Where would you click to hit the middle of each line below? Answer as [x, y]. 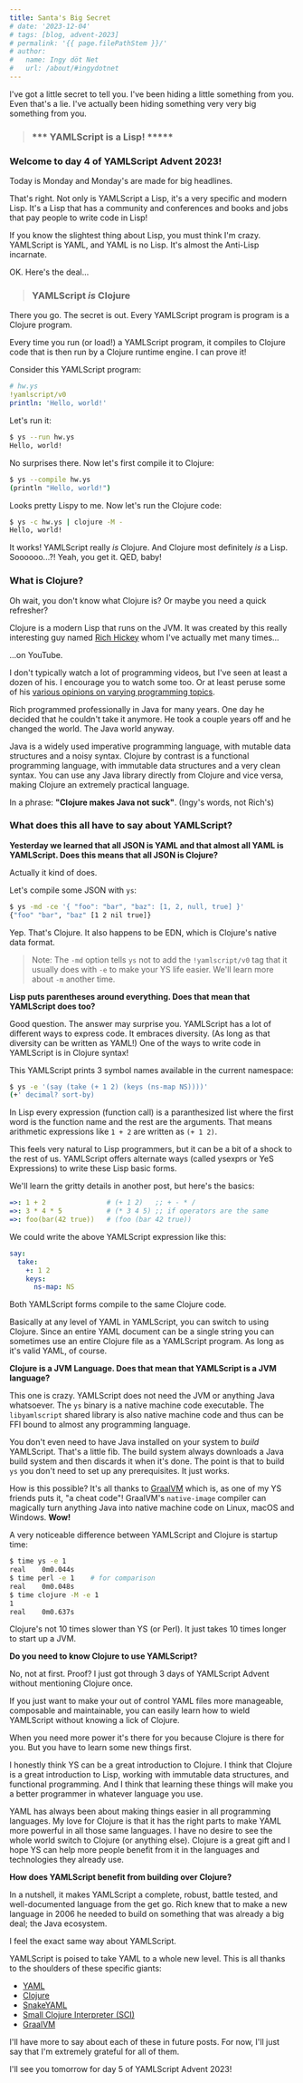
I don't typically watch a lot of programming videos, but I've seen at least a [148, 673]
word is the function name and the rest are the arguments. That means [141, 1122]
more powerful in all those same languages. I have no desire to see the [141, 1831]
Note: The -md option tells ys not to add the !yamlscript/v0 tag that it [159, 959]
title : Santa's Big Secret [60, 18]
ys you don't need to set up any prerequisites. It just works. [120, 1471]
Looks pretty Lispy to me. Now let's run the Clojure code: [116, 505]
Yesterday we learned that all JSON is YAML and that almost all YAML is [147, 845]
